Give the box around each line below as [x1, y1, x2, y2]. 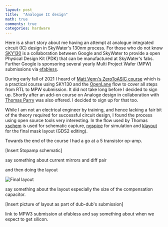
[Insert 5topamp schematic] [5, 147, 62, 153]
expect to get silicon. [5, 216, 48, 222]
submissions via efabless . [5, 66, 58, 72]
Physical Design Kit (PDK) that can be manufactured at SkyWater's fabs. [5, 55, 154, 61]
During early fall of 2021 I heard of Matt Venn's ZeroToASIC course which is [5, 76, 161, 82]
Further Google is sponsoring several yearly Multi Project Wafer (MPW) [5, 61, 151, 67]
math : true [5, 16, 28, 21]
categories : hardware [5, 26, 50, 31]
